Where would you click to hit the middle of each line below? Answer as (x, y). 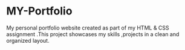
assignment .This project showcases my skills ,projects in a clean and (93, 34)
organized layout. (28, 40)
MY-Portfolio (39, 11)
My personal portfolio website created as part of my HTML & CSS (88, 28)
